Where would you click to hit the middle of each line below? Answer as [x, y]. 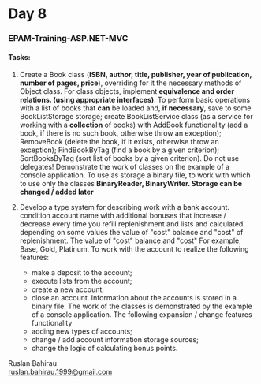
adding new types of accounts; [82, 331]
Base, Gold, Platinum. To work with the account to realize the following [134, 249]
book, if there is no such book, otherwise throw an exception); [121, 133]
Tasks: [19, 57]
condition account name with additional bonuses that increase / [123, 216]
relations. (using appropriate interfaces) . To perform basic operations [135, 100]
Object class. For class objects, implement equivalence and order [127, 91]
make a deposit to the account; [82, 273]
